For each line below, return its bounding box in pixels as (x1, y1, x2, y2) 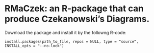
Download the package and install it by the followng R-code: (4, 29, 127, 35)
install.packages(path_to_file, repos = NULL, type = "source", (4, 39, 139, 44)
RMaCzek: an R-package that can (4, 3, 144, 14)
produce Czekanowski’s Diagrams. (4, 13, 150, 25)
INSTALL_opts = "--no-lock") (4, 43, 64, 48)
